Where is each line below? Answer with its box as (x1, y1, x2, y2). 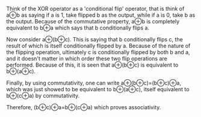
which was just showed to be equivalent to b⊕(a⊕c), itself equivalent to (6, 86, 190, 92)
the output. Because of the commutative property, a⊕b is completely (6, 18, 180, 25)
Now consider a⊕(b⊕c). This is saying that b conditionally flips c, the (6, 36, 184, 43)
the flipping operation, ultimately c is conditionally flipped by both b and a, (6, 49, 191, 56)
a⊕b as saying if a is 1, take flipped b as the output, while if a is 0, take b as (6, 11, 196, 19)
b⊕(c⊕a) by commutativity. (6, 92, 80, 99)
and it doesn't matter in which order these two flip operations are (6, 55, 167, 62)
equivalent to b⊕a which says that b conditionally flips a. (6, 24, 149, 31)
